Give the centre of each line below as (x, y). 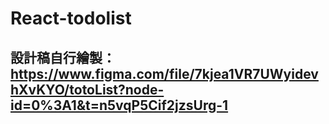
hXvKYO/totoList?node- (87, 89)
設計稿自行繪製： (63, 57)
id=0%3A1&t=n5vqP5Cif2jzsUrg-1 (119, 105)
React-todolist (71, 18)
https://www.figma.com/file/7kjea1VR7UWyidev (164, 73)
